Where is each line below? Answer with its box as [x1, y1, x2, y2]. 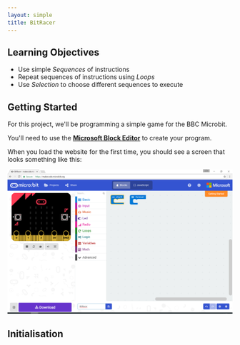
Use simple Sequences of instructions [17, 65, 130, 74]
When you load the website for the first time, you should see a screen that [7, 148, 225, 156]
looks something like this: [7, 155, 82, 164]
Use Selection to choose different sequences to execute [17, 81, 184, 89]
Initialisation [7, 328, 64, 340]
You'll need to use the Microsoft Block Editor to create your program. [7, 134, 212, 143]
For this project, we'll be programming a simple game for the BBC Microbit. [7, 120, 227, 128]
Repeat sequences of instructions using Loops [17, 73, 155, 81]
